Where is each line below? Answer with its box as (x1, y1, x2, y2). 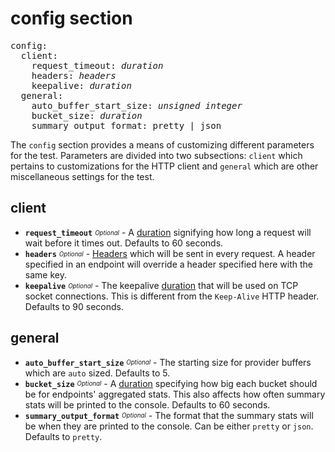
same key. (24, 268, 67, 281)
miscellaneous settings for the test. (10, 170, 155, 182)
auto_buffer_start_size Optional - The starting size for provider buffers (24, 356, 312, 368)
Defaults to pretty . (24, 430, 103, 442)
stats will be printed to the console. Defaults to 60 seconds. (24, 398, 271, 411)
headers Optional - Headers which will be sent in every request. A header (24, 247, 316, 259)
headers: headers (31, 70, 117, 81)
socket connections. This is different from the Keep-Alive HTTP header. (24, 290, 320, 302)
